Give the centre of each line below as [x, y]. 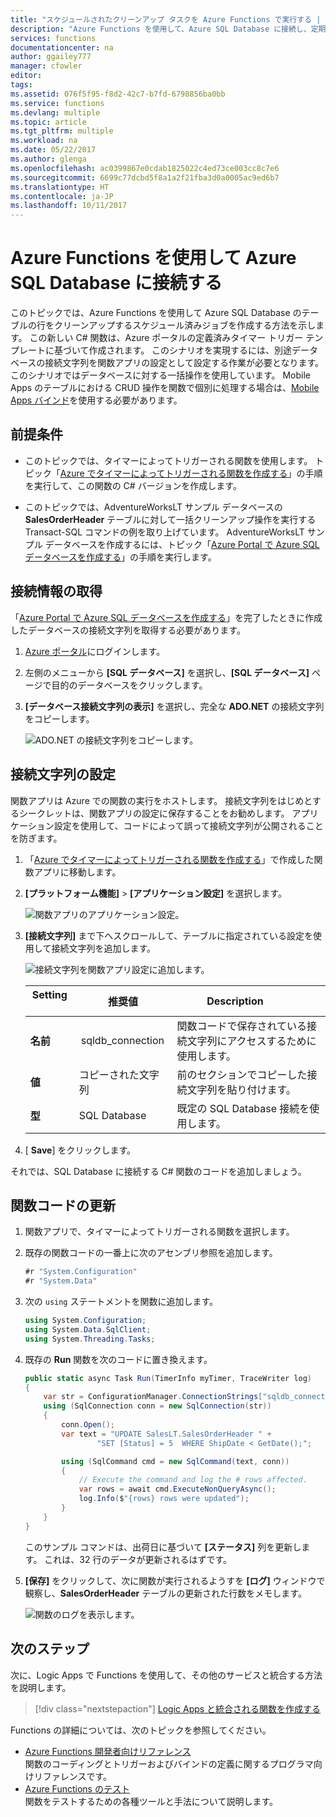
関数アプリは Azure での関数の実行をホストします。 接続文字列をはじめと [161, 800]
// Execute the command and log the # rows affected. [193, 1480]
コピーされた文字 [119, 1074]
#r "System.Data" [61, 1281]
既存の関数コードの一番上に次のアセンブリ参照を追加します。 [151, 1253]
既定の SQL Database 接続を [243, 1108]
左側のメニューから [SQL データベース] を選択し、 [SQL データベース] [167, 672]
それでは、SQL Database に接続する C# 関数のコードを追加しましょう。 [158, 1171]
